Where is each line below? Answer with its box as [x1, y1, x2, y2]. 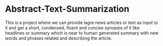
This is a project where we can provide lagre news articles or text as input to [5, 20, 158, 25]
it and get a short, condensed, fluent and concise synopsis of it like [5, 24, 140, 30]
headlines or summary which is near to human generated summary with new [5, 30, 159, 36]
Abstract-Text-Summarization [5, 3, 130, 15]
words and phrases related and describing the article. [5, 35, 112, 41]
